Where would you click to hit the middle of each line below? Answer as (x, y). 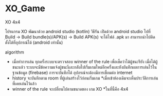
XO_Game (25, 9)
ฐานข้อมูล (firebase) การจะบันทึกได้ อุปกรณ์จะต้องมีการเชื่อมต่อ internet (72, 72)
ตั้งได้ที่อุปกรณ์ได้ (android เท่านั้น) (34, 42)
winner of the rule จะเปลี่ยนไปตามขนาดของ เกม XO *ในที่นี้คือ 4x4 (70, 89)
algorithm (15, 52)
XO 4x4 (13, 22)
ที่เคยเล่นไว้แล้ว (24, 83)
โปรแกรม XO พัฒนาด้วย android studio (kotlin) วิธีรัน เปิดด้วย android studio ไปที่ (78, 31)
